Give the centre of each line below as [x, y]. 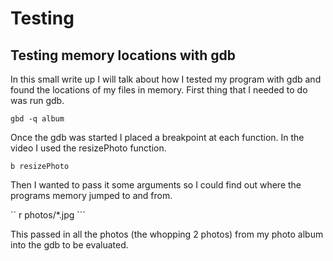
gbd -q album [37, 119]
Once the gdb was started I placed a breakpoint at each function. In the [157, 137]
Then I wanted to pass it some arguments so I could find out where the [156, 185]
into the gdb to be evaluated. [69, 245]
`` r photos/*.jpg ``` [48, 215]
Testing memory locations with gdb [123, 55]
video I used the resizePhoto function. [88, 148]
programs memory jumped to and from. [91, 195]
